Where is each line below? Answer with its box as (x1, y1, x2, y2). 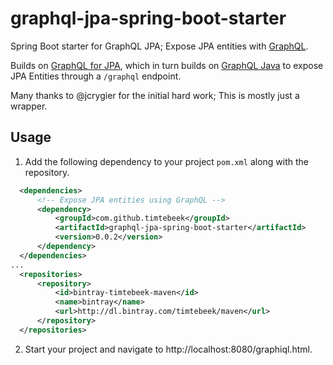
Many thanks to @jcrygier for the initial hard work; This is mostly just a (10, 89, 300, 101)
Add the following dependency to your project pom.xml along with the (24, 155, 309, 167)
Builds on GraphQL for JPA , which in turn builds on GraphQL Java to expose (10, 59, 324, 71)
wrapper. (10, 100, 48, 112)
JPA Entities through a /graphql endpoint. (10, 70, 182, 82)
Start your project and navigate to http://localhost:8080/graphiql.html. (24, 343, 313, 355)
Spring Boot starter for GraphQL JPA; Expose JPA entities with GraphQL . (10, 40, 309, 52)
